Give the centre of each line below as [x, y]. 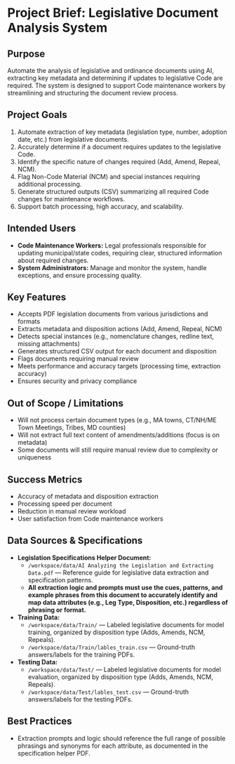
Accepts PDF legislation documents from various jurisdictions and [113, 314]
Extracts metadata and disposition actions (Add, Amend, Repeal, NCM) [120, 329]
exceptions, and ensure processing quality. [80, 275]
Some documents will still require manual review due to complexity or [118, 450]
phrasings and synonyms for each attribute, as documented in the [113, 746]
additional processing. [49, 184]
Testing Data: [38, 662]
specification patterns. [60, 579]
